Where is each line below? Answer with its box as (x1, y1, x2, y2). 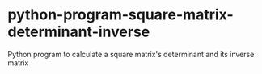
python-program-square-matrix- (7, 6, 234, 24)
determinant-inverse (7, 23, 150, 41)
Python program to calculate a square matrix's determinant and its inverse (7, 49, 255, 59)
